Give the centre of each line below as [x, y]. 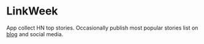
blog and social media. [35, 34]
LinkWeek [32, 11]
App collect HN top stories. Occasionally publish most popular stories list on [102, 28]
